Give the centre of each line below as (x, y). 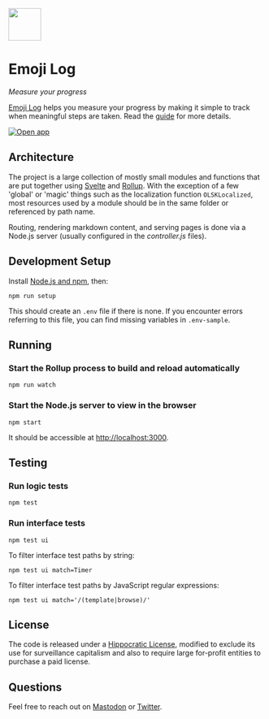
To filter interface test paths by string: (72, 555)
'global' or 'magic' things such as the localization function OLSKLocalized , (131, 194)
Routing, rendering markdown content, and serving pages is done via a (127, 227)
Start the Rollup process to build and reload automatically (124, 368)
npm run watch (33, 385)
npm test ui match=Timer (50, 570)
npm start (25, 422)
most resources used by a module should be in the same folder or (119, 202)
